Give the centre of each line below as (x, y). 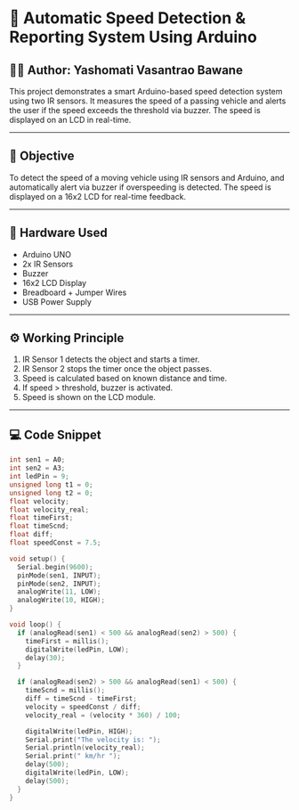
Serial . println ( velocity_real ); (85, 748)
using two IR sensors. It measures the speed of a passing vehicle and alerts (148, 101)
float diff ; (31, 535)
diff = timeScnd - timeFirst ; (81, 699)
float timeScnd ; (39, 526)
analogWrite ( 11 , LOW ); (59, 592)
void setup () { (37, 559)
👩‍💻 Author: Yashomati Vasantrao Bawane (126, 70)
